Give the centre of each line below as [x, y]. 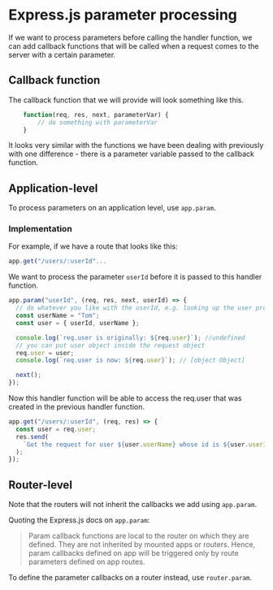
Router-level [41, 485]
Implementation [41, 229]
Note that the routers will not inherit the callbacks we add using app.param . [133, 505]
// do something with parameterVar [98, 122]
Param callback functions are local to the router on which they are [139, 536]
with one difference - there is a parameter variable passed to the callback [131, 154]
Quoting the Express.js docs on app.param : [79, 520]
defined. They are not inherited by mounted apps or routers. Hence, [142, 544]
